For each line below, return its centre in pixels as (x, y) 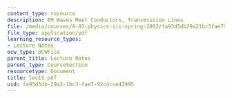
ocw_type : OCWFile (33, 52)
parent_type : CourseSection (48, 65)
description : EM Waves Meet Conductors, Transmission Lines (96, 20)
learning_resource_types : (44, 39)
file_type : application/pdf (48, 33)
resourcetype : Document (41, 71)
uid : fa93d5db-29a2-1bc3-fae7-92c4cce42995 (71, 84)
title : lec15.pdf (32, 78)
